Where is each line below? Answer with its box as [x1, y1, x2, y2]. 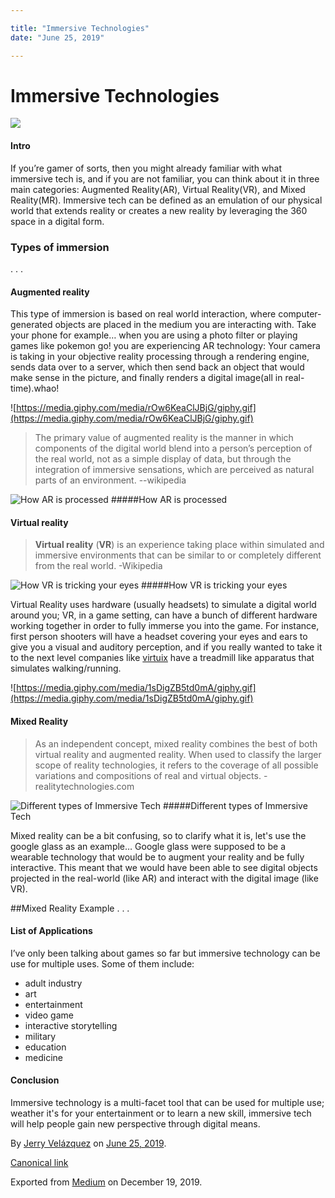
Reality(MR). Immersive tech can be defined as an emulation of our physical [10, 194, 323, 206]
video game [24, 1009, 74, 1021]
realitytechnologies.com [34, 780, 135, 792]
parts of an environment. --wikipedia [34, 474, 187, 486]
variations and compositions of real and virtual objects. [34, 769, 262, 781]
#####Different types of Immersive [162, 799, 308, 811]
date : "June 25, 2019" [10, 32, 105, 43]
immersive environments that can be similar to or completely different [34, 549, 322, 561]
